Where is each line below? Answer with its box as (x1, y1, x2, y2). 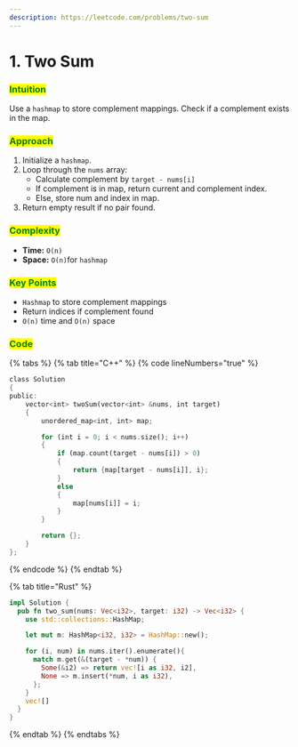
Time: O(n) (21, 245, 63, 255)
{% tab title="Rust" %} (9, 581, 92, 591)
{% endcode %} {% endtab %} (9, 564, 123, 574)
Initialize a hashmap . (21, 155, 92, 165)
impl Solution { (9, 598, 69, 607)
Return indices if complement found (21, 306, 154, 317)
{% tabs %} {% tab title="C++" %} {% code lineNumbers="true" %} (9, 357, 259, 369)
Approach (9, 135, 53, 148)
